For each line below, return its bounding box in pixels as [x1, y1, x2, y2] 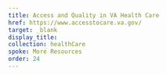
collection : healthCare [8, 41, 86, 48]
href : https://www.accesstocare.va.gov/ [8, 19, 143, 27]
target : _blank [8, 26, 58, 34]
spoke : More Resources [8, 48, 82, 55]
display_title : [8, 33, 58, 41]
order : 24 [8, 55, 41, 63]
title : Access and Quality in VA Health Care [8, 11, 159, 20]
